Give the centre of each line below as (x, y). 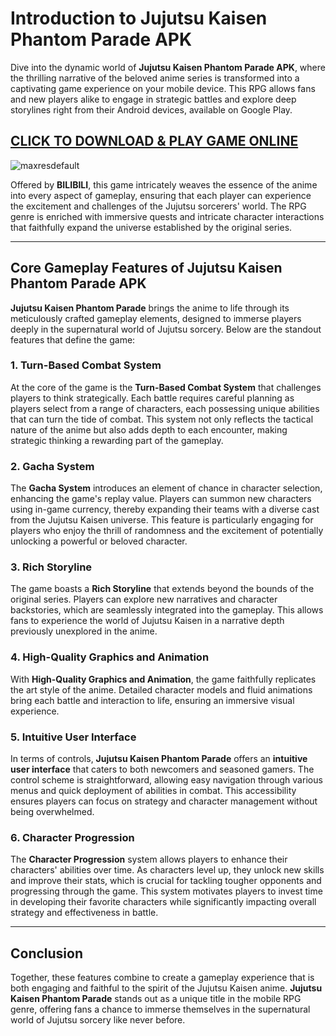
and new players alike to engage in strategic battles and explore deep (153, 99)
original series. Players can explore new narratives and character (144, 599)
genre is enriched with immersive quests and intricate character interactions (167, 216)
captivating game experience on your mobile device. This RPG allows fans (163, 88)
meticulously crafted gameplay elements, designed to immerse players (156, 318)
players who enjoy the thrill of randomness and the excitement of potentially (167, 531)
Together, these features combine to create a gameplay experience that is (162, 978)
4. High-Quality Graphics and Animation (110, 657)
